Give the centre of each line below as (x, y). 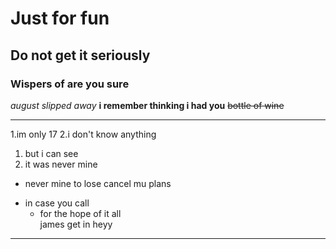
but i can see (51, 153)
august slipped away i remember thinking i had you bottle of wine (147, 105)
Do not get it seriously (80, 55)
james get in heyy (76, 224)
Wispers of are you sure (70, 84)
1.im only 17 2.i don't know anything (83, 134)
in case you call (57, 203)
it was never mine (61, 164)
